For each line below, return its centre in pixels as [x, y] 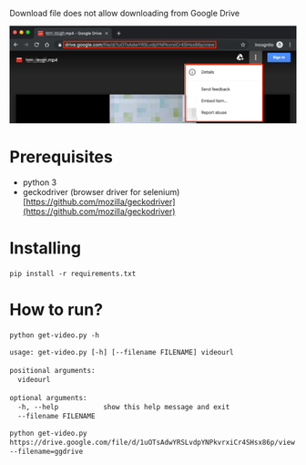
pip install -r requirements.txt [73, 274]
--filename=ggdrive [46, 451]
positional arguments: [52, 370]
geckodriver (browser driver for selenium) [101, 191]
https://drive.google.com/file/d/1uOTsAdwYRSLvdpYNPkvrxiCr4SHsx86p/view [153, 442]
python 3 [40, 182]
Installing [46, 248]
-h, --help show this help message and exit [124, 407]
